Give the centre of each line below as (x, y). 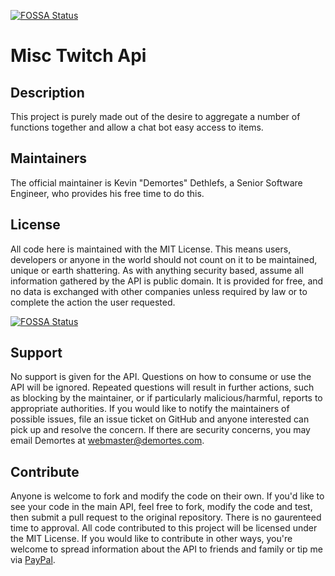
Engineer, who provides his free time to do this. (107, 193)
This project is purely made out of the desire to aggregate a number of (155, 116)
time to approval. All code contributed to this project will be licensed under (164, 528)
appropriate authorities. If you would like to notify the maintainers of (150, 409)
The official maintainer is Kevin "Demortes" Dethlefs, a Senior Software (156, 182)
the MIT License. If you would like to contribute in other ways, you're (151, 539)
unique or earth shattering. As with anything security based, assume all (157, 270)
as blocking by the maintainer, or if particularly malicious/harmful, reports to (166, 398)
